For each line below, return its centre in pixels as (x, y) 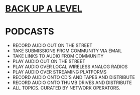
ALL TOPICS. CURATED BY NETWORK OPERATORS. (66, 88)
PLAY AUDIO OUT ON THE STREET (49, 61)
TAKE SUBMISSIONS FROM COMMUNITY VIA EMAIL (67, 51)
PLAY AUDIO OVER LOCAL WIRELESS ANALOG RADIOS (70, 67)
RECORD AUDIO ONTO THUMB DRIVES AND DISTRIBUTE (72, 82)
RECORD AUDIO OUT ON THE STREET (52, 45)
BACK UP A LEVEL (44, 9)
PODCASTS (30, 32)
